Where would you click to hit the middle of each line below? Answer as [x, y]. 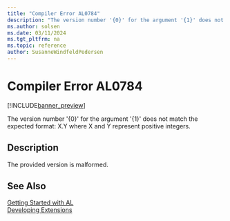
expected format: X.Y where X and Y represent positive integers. [99, 126]
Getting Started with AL [40, 203]
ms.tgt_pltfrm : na [33, 39]
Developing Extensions [40, 210]
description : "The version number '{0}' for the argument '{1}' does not [116, 20]
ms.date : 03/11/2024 [37, 33]
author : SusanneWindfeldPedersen [55, 52]
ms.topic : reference [37, 46]
